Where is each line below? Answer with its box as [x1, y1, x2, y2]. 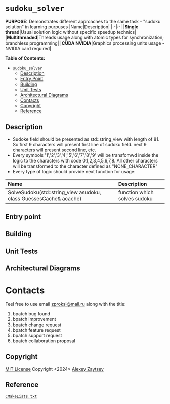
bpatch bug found [12, 311, 51, 317]
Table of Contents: [5, 55, 46, 61]
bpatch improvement [12, 316, 57, 322]
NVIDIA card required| [5, 45, 52, 51]
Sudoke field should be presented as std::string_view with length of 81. [12, 136, 160, 142]
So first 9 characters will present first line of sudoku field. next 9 [12, 141, 147, 147]
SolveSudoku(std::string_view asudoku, [8, 189, 101, 196]
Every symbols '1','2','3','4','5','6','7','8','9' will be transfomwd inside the [12, 152, 159, 158]
